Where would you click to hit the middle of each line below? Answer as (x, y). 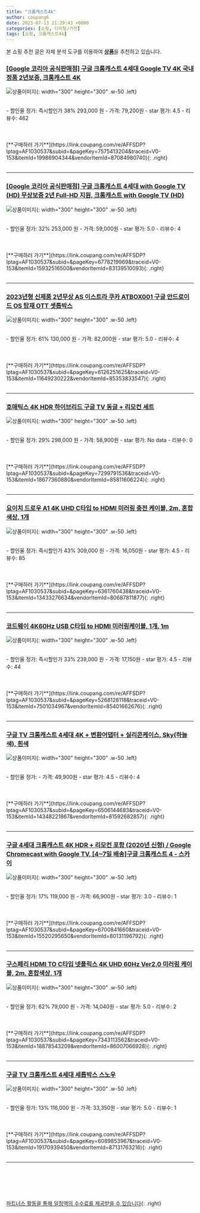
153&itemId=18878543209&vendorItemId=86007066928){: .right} (87, 1046)
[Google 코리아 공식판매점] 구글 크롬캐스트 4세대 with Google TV (96, 186)
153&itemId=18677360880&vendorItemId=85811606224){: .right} (86, 480)
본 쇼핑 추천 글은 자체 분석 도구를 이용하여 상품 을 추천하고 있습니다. (84, 52)
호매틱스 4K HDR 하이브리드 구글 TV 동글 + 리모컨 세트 (80, 407)
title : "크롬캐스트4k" (31, 12)
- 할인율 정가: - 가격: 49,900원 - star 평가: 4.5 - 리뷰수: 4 (73, 777)
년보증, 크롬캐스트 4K (52, 78)
